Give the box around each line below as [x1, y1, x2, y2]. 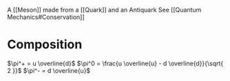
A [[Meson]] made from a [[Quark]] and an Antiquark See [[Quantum [7, 6, 202, 14]
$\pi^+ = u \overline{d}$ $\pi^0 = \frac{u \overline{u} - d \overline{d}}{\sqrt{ [7, 59, 224, 67]
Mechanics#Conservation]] [7, 13, 85, 21]
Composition [7, 37, 83, 52]
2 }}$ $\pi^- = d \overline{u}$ [7, 66, 91, 74]
